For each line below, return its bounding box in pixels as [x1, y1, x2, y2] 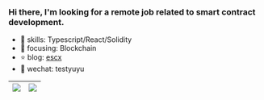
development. [8, 16, 65, 27]
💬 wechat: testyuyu [19, 64, 85, 74]
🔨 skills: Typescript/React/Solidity [19, 35, 132, 44]
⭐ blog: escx [19, 52, 62, 62]
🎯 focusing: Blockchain [19, 44, 97, 53]
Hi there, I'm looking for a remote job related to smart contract [8, 6, 256, 18]
